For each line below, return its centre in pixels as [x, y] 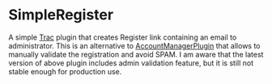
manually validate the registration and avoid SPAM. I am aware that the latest [136, 54]
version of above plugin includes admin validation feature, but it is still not [131, 63]
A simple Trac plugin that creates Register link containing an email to [123, 37]
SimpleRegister [61, 15]
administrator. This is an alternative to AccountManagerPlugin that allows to [134, 45]
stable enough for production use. [65, 71]
